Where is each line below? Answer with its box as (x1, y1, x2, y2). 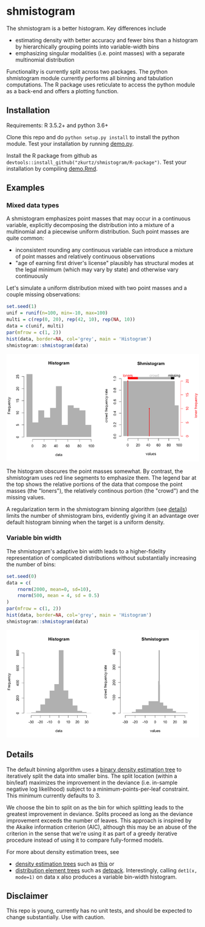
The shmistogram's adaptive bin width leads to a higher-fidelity (6, 547, 166, 555)
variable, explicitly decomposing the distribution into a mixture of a (6, 221, 174, 229)
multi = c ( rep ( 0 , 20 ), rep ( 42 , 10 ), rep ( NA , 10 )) (6, 317, 136, 323)
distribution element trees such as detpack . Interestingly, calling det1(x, (15, 866, 198, 874)
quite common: (6, 234, 45, 242)
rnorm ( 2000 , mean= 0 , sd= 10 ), (17, 586, 92, 593)
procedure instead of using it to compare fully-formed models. (6, 836, 164, 844)
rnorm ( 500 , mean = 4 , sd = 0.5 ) (17, 593, 100, 599)
